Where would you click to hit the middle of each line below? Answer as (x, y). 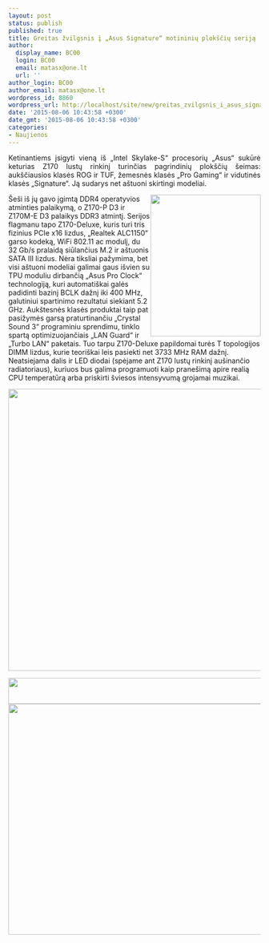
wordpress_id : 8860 (41, 98)
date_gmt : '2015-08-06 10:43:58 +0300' (75, 120)
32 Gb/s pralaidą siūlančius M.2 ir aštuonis (79, 250)
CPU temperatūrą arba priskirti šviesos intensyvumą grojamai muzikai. (124, 377)
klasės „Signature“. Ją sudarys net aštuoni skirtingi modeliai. (108, 183)
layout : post (30, 16)
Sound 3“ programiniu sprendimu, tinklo (74, 326)
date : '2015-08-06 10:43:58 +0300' (68, 113)
